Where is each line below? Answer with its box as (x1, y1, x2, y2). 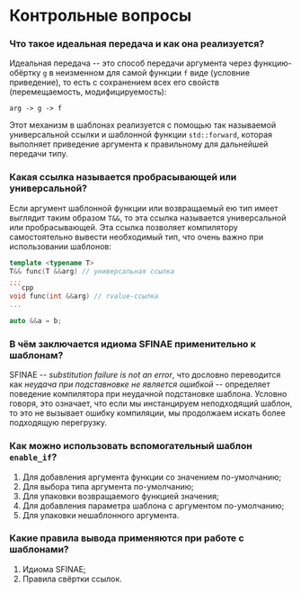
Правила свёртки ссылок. (22, 573, 123, 584)
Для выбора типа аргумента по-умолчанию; (22, 481, 195, 491)
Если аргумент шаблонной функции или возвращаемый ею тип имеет (9, 202, 279, 213)
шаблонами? (9, 544, 69, 556)
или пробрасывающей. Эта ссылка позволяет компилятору (9, 221, 238, 232)
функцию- (252, 58, 292, 68)
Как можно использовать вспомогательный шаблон (9, 440, 253, 453)
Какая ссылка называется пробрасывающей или (9, 171, 237, 184)
